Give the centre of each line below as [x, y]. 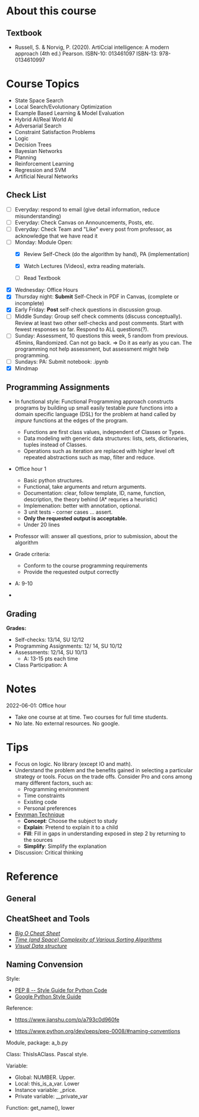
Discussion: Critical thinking [49, 853]
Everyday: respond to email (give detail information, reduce [87, 209]
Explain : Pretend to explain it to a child [71, 827]
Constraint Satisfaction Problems [55, 132]
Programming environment [56, 790]
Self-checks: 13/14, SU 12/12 [49, 640]
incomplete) [29, 303]
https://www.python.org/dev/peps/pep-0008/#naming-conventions [97, 1031]
